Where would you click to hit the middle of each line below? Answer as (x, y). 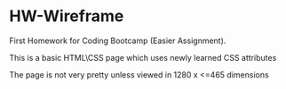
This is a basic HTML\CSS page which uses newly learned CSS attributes (143, 57)
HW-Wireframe (67, 16)
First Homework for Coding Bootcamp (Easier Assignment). (118, 41)
